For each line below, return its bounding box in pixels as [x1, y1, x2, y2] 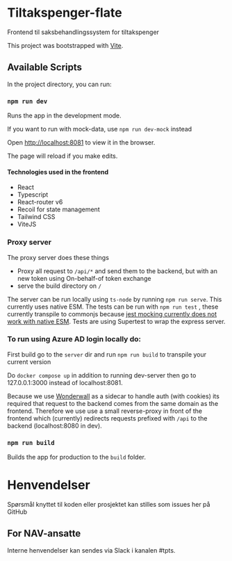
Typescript [17, 190, 49, 199]
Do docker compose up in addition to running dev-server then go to [7, 371, 197, 380]
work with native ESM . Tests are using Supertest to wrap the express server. [7, 317, 226, 325]
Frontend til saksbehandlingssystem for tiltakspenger [7, 28, 160, 36]
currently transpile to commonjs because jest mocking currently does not [7, 309, 217, 318]
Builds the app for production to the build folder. [7, 453, 147, 462]
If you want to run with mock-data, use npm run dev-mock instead [7, 125, 192, 133]
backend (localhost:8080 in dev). [7, 421, 102, 430]
